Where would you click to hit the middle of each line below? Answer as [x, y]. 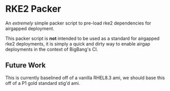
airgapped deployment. [30, 28]
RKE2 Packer [33, 9]
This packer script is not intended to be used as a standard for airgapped [82, 38]
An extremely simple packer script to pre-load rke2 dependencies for [78, 23]
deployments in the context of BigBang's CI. [52, 49]
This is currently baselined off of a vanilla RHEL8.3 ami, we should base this [85, 78]
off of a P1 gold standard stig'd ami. [43, 83]
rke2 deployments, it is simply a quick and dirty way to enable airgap [78, 43]
